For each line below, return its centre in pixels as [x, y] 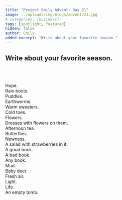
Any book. [16, 160]
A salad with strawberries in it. [36, 144]
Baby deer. [16, 171]
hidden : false [20, 29]
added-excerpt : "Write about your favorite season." [62, 38]
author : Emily [20, 33]
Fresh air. [15, 176]
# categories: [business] [32, 19]
